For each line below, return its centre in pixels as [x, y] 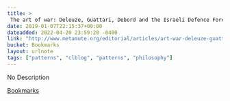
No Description [28, 77]
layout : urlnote [30, 52]
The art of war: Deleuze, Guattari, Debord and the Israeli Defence [110, 20]
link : [15, 39]
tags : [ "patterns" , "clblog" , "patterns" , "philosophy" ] [90, 58]
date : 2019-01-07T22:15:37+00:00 [55, 26]
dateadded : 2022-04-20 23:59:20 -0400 [62, 32]
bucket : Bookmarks [33, 45]
